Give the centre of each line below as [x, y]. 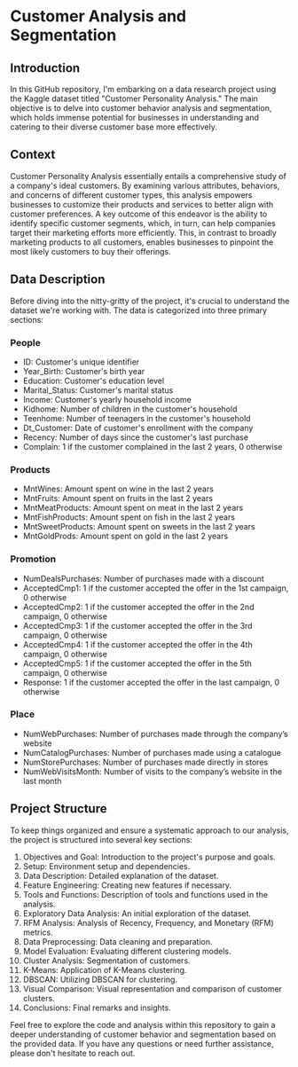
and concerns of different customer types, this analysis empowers [131, 195]
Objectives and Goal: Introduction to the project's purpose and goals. [149, 857]
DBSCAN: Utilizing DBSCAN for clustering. [100, 979]
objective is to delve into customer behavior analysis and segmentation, [141, 108]
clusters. [39, 998]
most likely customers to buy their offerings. [90, 251]
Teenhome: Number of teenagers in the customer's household [137, 418]
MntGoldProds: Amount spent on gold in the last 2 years [125, 536]
